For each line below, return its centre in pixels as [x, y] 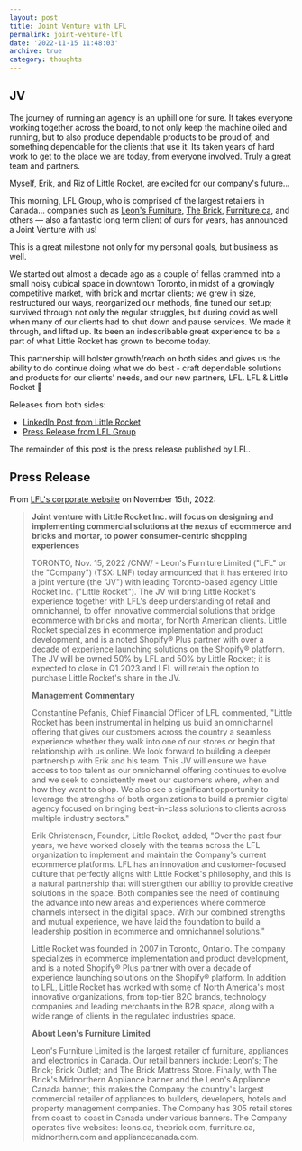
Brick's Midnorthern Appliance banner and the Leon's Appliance [151, 1079]
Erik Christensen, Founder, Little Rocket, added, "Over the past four [156, 836]
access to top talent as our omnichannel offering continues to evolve [159, 770]
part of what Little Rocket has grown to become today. [110, 341]
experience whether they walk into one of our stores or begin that [153, 741]
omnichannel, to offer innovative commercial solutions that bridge [153, 610]
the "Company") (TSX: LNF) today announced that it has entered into [160, 572]
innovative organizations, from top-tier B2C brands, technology [149, 996]
